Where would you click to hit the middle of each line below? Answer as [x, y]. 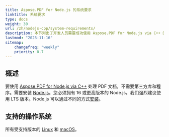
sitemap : [14, 43]
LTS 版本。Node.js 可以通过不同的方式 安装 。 [57, 99]
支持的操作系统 [28, 116]
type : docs [17, 19]
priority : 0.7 [29, 52]
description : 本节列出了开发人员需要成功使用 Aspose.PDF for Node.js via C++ [83, 33]
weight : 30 [17, 24]
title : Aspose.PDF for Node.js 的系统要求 [49, 10]
